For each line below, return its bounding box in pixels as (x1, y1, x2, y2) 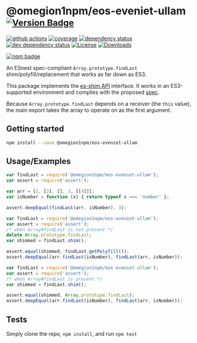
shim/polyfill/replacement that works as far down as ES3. (6, 71, 147, 78)
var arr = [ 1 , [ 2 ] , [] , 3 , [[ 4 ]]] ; (6, 188, 95, 195)
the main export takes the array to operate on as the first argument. (6, 106, 172, 114)
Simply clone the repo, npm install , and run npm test (6, 330, 137, 337)
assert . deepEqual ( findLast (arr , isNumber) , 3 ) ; (6, 204, 127, 210)
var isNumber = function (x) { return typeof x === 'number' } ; (6, 194, 170, 200)
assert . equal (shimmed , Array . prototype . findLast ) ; (6, 292, 135, 298)
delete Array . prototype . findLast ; (6, 232, 93, 238)
